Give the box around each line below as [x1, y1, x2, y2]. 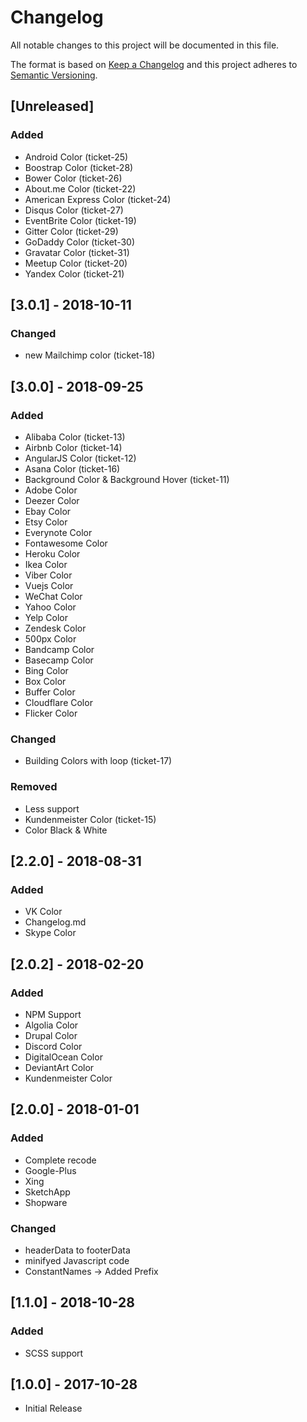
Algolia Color [24, 1019, 79, 1031]
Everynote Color [24, 527, 93, 538]
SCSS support [24, 1347, 84, 1359]
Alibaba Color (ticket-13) [24, 431, 126, 443]
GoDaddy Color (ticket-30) [24, 236, 136, 248]
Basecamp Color [24, 654, 94, 666]
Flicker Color [24, 707, 78, 719]
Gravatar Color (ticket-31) [24, 246, 130, 258]
